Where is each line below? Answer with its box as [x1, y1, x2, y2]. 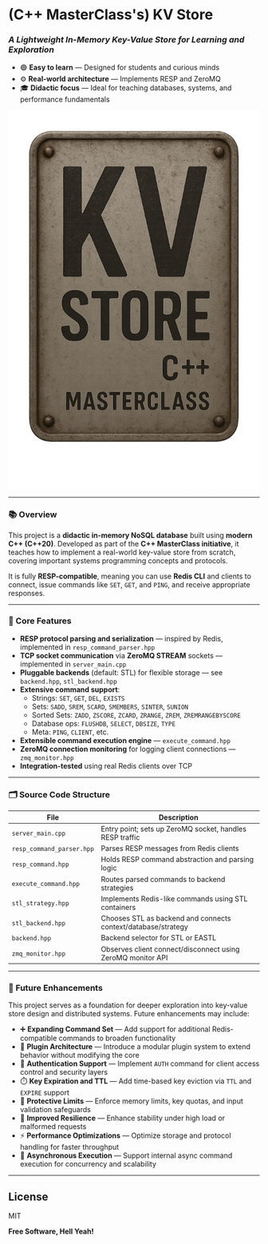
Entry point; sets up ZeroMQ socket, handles [100, 824, 247, 833]
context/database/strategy [100, 922, 189, 932]
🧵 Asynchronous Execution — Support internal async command [19, 1151, 233, 1160]
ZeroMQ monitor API [100, 952, 168, 962]
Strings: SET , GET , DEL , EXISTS [31, 693, 125, 702]
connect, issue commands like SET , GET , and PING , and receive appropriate [8, 579, 250, 589]
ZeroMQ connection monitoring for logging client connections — [19, 744, 236, 753]
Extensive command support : [19, 685, 120, 694]
